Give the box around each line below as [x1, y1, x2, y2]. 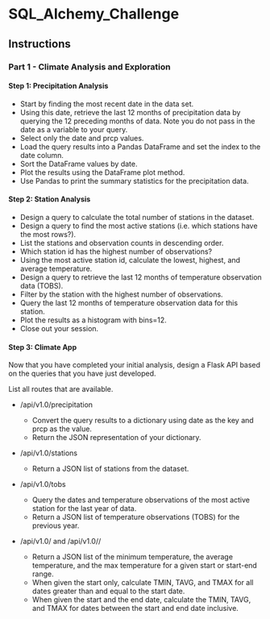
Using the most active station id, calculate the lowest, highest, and [19, 255, 240, 264]
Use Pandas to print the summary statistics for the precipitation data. [19, 176, 249, 185]
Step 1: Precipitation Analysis [8, 81, 109, 91]
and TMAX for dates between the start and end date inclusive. [31, 604, 239, 613]
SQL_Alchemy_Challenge [8, 5, 180, 23]
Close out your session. [19, 323, 99, 333]
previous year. [31, 521, 80, 530]
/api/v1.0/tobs [19, 480, 66, 489]
